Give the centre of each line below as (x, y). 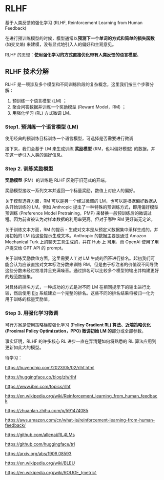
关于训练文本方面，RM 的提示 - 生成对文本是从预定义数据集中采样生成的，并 (82, 230)
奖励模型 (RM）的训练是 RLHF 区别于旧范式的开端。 (57, 180)
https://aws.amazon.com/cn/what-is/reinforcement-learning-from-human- (80, 420)
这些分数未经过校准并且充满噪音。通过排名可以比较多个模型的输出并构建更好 (82, 271)
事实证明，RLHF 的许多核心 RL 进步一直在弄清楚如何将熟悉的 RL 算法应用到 (81, 341)
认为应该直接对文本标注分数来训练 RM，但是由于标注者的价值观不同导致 (86, 265)
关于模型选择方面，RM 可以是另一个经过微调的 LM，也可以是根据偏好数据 (79, 201)
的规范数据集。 (20, 277)
